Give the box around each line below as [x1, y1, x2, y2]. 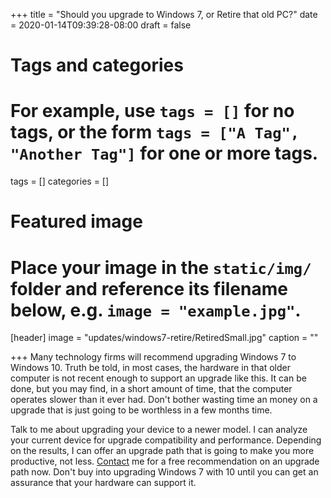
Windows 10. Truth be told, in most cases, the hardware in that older [10, 362, 291, 374]
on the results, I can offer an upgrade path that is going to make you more [10, 445, 315, 457]
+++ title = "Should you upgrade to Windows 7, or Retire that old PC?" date [10, 9, 318, 20]
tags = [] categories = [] [10, 175, 110, 188]
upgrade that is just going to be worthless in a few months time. [10, 404, 273, 416]
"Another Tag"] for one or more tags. [10, 142, 319, 165]
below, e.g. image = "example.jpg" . [10, 299, 302, 321]
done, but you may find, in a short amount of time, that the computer [10, 383, 293, 395]
